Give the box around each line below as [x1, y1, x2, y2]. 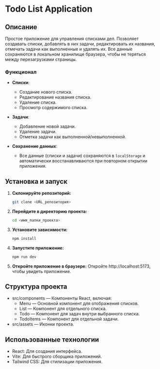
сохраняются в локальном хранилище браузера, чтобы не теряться [5, 51, 146, 57]
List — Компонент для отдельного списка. [19, 306, 107, 311]
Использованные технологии [5, 335, 99, 344]
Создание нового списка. [19, 89, 73, 95]
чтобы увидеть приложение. [12, 268, 71, 274]
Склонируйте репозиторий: [12, 190, 71, 196]
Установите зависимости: [12, 227, 68, 233]
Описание [5, 23, 37, 31]
